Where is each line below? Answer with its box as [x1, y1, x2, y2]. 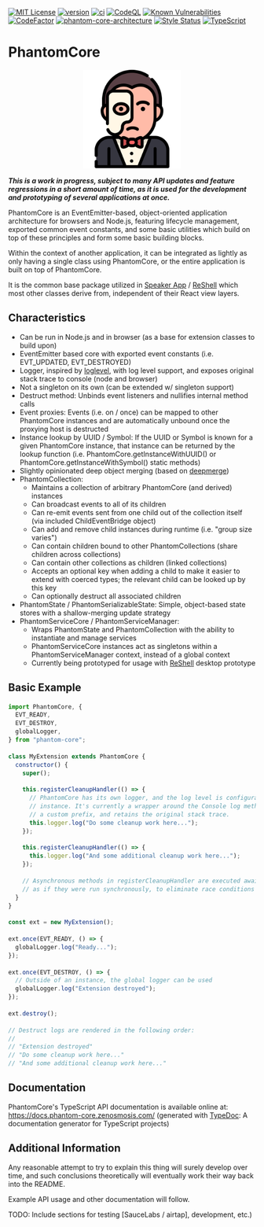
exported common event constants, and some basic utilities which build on [8, 224, 251, 234]
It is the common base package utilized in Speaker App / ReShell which [8, 280, 239, 289]
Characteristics [8, 311, 86, 325]
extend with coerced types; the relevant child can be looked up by [31, 574, 246, 584]
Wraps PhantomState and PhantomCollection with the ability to [31, 625, 235, 634]
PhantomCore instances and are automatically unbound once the [19, 415, 230, 425]
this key [31, 583, 57, 592]
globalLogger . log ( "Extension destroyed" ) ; [15, 985, 156, 993]
